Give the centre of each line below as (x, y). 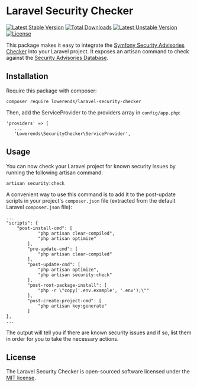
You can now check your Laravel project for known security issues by (91, 166)
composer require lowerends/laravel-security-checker (74, 101)
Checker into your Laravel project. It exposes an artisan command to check (98, 51)
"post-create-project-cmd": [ (64, 300)
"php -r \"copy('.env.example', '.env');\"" (93, 290)
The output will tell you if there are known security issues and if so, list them (99, 332)
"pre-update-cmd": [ (53, 249)
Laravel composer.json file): (39, 207)
